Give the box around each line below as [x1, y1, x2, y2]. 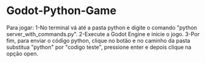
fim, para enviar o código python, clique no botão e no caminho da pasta [6, 37, 190, 44]
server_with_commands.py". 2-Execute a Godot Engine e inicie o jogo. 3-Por [6, 30, 200, 37]
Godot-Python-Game [6, 4, 117, 18]
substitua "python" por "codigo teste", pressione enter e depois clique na [6, 43, 191, 51]
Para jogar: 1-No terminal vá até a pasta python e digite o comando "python [6, 24, 198, 31]
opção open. [6, 50, 39, 57]
